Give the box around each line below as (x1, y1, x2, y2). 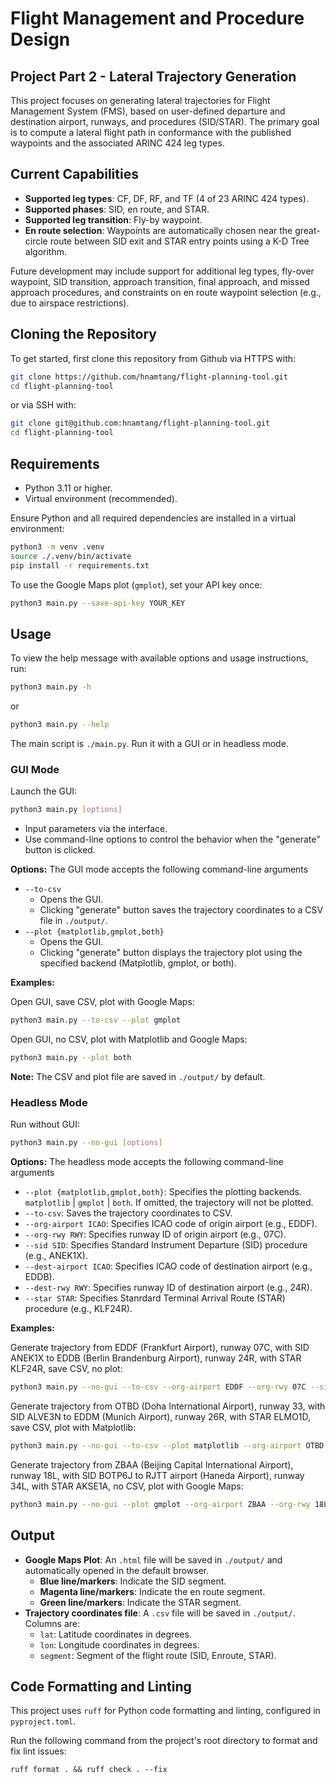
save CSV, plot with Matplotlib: (10, 1421, 137, 1433)
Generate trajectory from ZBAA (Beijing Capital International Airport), (10, 1458, 294, 1471)
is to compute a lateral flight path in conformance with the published (10, 127, 292, 138)
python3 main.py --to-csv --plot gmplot (10, 1015, 182, 1026)
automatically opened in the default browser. (24, 1564, 210, 1576)
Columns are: (24, 1617, 81, 1629)
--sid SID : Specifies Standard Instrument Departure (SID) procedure (24, 1239, 308, 1251)
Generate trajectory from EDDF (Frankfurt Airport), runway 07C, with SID (10, 1342, 310, 1354)
